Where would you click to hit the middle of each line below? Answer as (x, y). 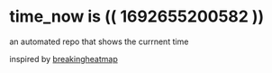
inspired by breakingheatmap (64, 59)
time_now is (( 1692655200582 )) (137, 17)
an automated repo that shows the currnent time (99, 41)
